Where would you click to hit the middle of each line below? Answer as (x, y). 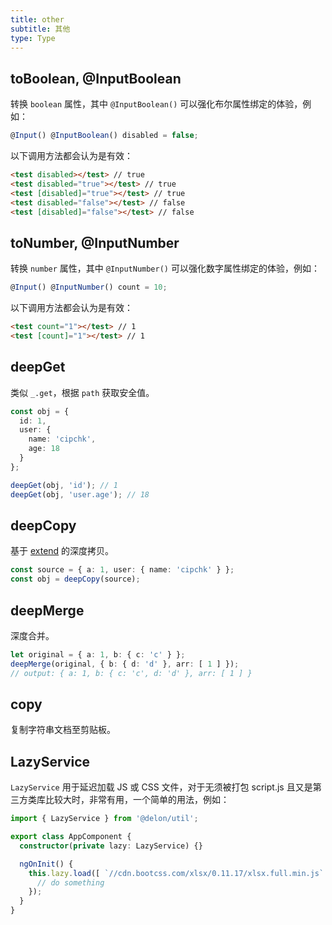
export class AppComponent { (71, 837)
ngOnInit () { (46, 864)
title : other (37, 19)
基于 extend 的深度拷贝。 (62, 551)
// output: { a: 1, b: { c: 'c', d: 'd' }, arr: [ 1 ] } (131, 673)
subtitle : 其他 (40, 29)
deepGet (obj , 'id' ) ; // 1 (64, 485)
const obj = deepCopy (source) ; (75, 579)
